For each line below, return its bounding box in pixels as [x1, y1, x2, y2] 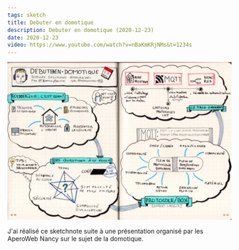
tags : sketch [7, 11, 46, 18]
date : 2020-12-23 [7, 34, 59, 41]
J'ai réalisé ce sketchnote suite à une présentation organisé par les [7, 227, 204, 235]
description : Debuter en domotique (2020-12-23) [7, 26, 154, 33]
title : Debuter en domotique [7, 18, 94, 26]
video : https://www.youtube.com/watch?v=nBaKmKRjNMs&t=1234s [7, 41, 193, 49]
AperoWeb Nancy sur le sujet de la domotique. [7, 234, 144, 243]
